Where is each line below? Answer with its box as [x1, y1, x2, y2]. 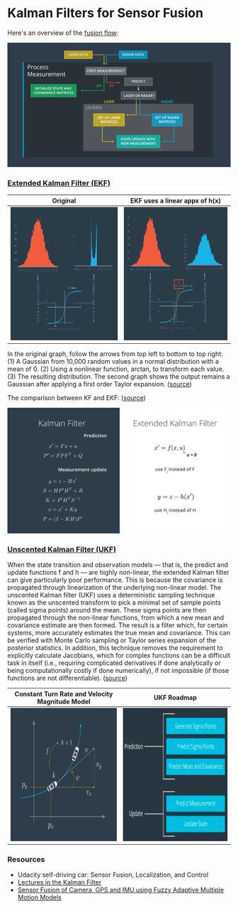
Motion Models [17, 893, 62, 902]
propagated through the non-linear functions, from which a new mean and [7, 613, 225, 622]
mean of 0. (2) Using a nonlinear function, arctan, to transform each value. [7, 364, 225, 373]
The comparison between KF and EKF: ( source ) [7, 393, 147, 402]
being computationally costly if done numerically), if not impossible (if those [7, 666, 229, 675]
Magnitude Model [37, 697, 91, 706]
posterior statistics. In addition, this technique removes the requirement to [7, 644, 223, 652]
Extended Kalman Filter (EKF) [7, 178, 111, 188]
